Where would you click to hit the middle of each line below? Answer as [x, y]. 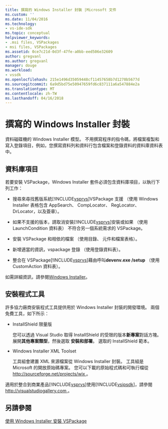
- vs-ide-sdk [19, 28]
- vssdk [13, 75]
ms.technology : [21, 24]
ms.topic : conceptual [28, 33]
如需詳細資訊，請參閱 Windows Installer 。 [48, 277]
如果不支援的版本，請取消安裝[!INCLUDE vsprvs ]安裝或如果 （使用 [80, 222]
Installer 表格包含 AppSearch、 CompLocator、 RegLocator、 [76, 205]
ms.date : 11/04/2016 [27, 19]
